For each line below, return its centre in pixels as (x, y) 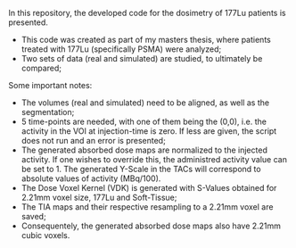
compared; (41, 68)
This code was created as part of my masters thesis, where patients (146, 40)
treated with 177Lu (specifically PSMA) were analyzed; (121, 49)
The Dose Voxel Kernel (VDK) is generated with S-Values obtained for (149, 188)
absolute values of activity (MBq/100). (91, 178)
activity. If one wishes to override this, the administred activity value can (154, 159)
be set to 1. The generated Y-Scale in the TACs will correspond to (141, 169)
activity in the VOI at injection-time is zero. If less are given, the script (149, 131)
